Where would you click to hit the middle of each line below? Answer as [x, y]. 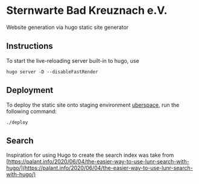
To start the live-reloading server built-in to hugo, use [73, 60]
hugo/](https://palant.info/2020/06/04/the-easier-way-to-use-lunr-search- [99, 168]
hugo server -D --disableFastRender [52, 72]
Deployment [30, 90]
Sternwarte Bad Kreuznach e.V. [87, 11]
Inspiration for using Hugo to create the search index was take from [90, 155]
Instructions [30, 46]
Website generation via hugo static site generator [68, 27]
